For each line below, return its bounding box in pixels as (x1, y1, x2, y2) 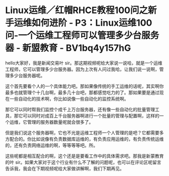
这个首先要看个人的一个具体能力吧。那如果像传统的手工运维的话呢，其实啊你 (5, 83, 164, 89)
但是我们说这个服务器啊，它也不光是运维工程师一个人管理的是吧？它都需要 (5, 129, 159, 136)
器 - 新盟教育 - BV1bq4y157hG (5, 42, 131, 54)
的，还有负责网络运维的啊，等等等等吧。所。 (5, 142, 98, 148)
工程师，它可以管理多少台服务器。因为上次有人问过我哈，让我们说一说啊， (5, 66, 159, 72)
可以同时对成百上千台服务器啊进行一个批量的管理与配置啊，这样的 (22, 113, 159, 119)
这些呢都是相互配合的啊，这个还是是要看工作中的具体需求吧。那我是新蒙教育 (5, 153, 164, 159)
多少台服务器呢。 (9, 72, 45, 78)
